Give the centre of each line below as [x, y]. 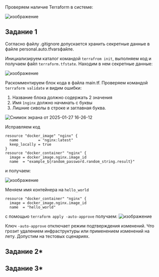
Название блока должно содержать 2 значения [62, 97]
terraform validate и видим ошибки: [43, 88]
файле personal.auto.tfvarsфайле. [40, 49]
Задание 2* [24, 252]
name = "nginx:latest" [41, 140]
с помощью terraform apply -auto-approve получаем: [61, 216]
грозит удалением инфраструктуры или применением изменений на [77, 231]
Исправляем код [23, 126]
